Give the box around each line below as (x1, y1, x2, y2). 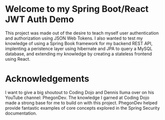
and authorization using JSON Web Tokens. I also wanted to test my (5, 35, 143, 41)
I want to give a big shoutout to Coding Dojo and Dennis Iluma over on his (5, 89, 154, 95)
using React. (5, 56, 31, 62)
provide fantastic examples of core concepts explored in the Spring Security (5, 105, 160, 111)
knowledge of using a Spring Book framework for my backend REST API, (5, 40, 153, 46)
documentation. (5, 110, 37, 116)
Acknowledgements (5, 73, 90, 84)
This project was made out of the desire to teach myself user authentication (5, 30, 159, 36)
